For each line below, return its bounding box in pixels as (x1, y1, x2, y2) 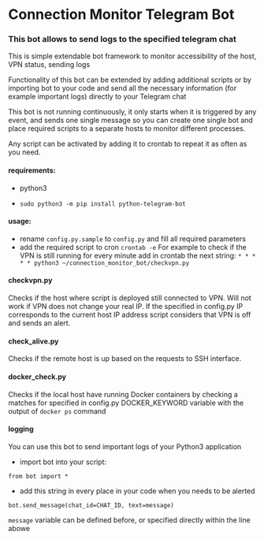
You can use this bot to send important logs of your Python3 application (8, 441, 242, 451)
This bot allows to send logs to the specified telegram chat (8, 34, 236, 45)
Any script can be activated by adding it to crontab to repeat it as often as (8, 139, 247, 149)
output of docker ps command (8, 406, 106, 415)
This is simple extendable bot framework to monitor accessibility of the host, (8, 51, 257, 61)
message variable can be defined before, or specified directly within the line (8, 515, 251, 525)
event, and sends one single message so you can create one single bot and (8, 116, 254, 125)
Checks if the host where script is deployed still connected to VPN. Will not (8, 293, 252, 303)
